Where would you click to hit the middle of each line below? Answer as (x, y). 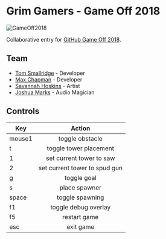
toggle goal (80, 177)
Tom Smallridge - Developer (50, 73)
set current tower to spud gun (80, 168)
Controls (23, 111)
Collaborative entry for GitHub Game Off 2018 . (64, 39)
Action (81, 128)
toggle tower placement (81, 148)
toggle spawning (81, 197)
